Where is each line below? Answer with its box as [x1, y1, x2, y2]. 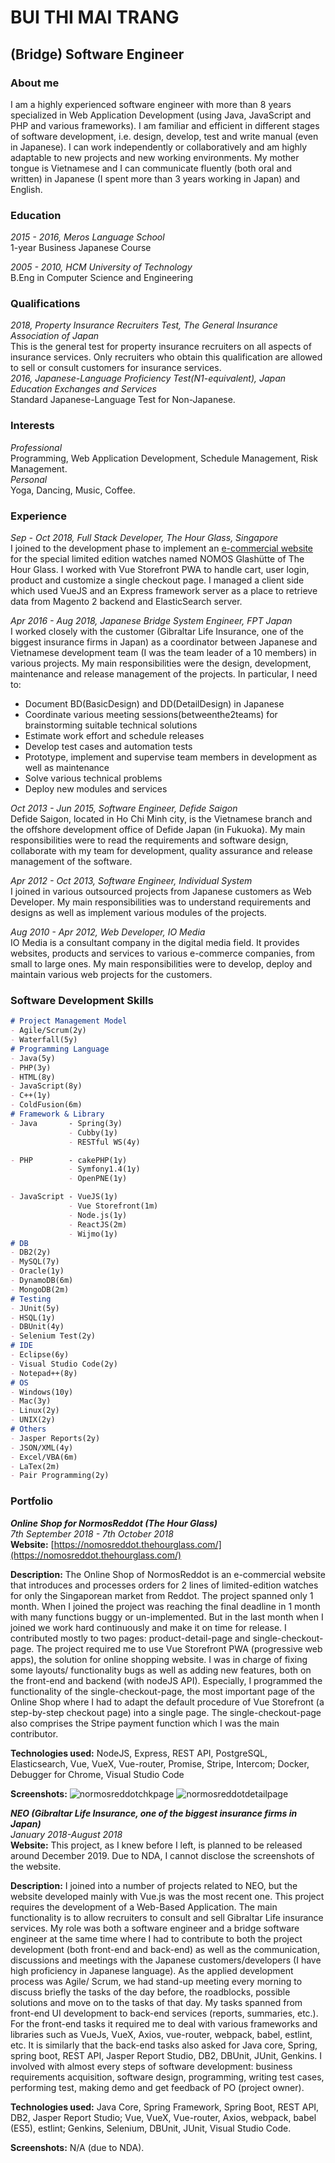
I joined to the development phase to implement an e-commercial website [10, 542, 314, 555]
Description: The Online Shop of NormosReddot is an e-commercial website [10, 1568, 326, 1580]
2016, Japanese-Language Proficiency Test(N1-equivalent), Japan [10, 372, 287, 385]
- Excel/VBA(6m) [10, 1452, 78, 1462]
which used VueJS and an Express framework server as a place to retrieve [10, 585, 318, 597]
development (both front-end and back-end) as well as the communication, [10, 1943, 320, 1955]
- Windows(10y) [10, 1387, 74, 1397]
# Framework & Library [10, 1109, 105, 1120]
